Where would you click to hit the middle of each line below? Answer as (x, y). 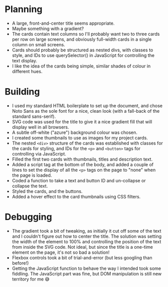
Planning (24, 9)
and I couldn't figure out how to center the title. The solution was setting (87, 236)
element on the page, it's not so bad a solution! (61, 252)
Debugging (28, 217)
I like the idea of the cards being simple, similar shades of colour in (81, 66)
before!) (20, 263)
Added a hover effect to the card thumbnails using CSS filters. (76, 196)
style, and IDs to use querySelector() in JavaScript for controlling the (83, 55)
